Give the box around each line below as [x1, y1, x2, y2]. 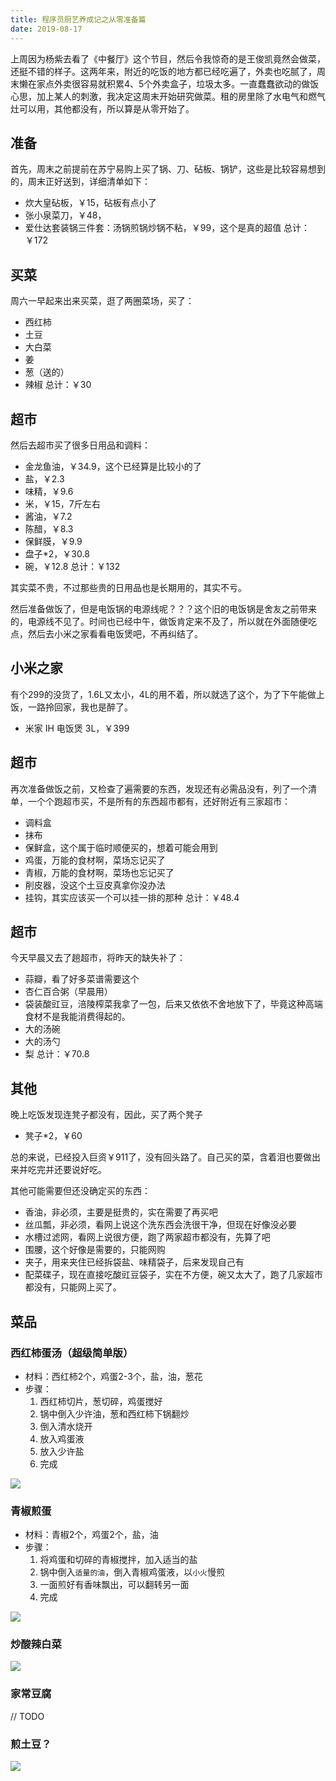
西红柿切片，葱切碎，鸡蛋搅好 [39, 1395, 163, 1407]
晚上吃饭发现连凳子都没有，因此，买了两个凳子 [10, 1109, 203, 1121]
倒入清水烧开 [39, 1420, 93, 1432]
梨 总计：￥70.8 [24, 1048, 90, 1060]
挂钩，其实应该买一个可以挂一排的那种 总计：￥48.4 [24, 891, 240, 903]
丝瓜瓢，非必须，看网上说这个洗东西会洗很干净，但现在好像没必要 [24, 1219, 297, 1231]
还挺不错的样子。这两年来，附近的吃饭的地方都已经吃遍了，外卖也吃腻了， [10, 65, 317, 77]
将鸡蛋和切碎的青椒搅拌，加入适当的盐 [39, 1554, 198, 1566]
